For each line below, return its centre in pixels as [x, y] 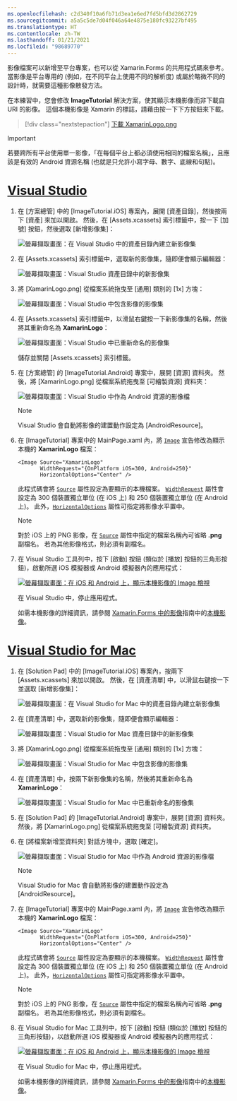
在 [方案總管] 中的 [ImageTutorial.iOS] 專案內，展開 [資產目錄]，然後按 [119, 211]
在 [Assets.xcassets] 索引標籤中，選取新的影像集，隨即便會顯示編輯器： [122, 258]
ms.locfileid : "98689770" [45, 47]
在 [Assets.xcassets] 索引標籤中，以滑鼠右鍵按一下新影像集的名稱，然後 [122, 319]
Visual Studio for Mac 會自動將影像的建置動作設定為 [93, 885]
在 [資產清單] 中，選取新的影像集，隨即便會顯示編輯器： [99, 718]
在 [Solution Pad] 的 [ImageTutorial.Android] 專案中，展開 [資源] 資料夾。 [123, 817]
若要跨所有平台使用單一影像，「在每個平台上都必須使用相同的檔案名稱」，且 [115, 153]
